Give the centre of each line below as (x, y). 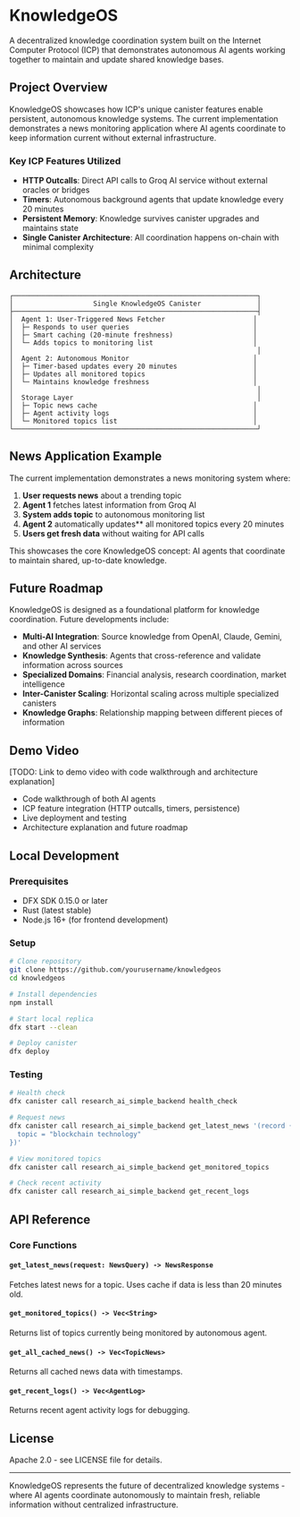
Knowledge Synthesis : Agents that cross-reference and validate (142, 656)
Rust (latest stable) (57, 910)
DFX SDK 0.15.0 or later (65, 900)
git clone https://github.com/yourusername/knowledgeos (115, 970)
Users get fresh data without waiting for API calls (113, 533)
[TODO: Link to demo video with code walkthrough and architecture (134, 772)
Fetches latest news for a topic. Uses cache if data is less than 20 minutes (146, 1284)
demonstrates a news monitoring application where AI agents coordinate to (147, 128)
